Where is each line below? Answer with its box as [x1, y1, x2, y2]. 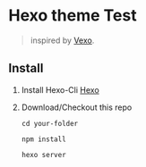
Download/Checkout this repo [21, 102, 133, 113]
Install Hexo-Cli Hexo [21, 84, 99, 95]
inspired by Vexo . [30, 35, 95, 46]
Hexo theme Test [8, 5, 137, 26]
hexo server [21, 150, 66, 159]
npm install [21, 135, 66, 144]
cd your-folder [21, 119, 79, 128]
